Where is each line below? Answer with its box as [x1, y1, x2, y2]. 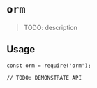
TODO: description [23, 23, 78, 31]
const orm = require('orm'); [6, 62, 91, 69]
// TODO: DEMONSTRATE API [6, 74, 82, 81]
